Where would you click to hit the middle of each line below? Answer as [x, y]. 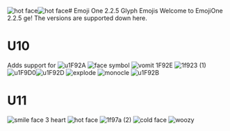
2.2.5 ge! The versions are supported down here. [77, 18]
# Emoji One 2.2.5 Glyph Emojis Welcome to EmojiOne [146, 11]
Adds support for [32, 65]
